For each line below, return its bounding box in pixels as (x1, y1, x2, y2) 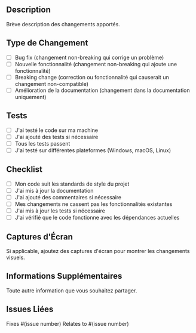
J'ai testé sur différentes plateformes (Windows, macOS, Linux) (14, 146, 171, 154)
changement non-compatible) (14, 80, 88, 87)
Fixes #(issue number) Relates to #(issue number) (6, 320, 130, 327)
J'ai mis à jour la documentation (14, 187, 94, 194)
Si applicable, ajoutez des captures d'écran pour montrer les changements (6, 247, 190, 254)
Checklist (6, 164, 43, 175)
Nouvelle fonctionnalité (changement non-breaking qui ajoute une (14, 60, 177, 67)
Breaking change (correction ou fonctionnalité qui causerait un (14, 73, 169, 81)
